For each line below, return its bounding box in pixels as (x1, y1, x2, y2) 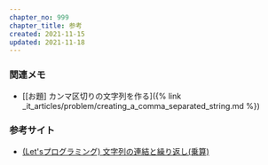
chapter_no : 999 (9, 12, 69, 22)
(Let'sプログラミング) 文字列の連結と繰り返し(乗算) (21, 145, 210, 156)
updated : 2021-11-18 (9, 37, 86, 47)
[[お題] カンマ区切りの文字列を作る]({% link (21, 90, 182, 101)
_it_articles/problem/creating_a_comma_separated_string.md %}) (21, 100, 260, 111)
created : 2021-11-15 (9, 29, 86, 38)
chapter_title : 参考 (9, 21, 83, 30)
